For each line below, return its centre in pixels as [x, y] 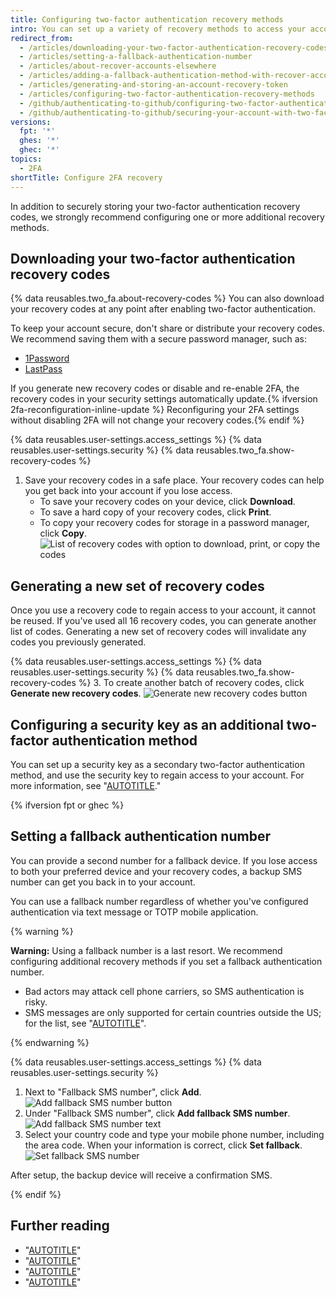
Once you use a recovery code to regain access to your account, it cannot [163, 610]
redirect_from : [42, 38]
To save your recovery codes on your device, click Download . [167, 502]
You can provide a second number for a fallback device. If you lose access [164, 860]
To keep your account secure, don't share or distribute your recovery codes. [168, 328]
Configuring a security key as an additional [147, 724]
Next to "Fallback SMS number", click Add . [113, 1092]
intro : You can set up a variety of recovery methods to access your [158, 29]
